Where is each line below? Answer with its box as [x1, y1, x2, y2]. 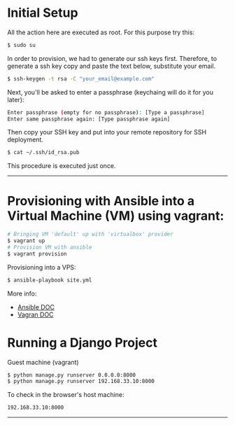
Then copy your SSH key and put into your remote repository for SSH [7, 128, 207, 137]
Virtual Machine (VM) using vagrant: [7, 208, 225, 223]
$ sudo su [7, 41, 36, 48]
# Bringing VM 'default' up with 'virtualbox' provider [7, 231, 173, 238]
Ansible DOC [17, 302, 55, 311]
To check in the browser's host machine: [7, 391, 124, 399]
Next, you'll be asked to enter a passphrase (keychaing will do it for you [7, 88, 213, 96]
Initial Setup [7, 5, 78, 21]
